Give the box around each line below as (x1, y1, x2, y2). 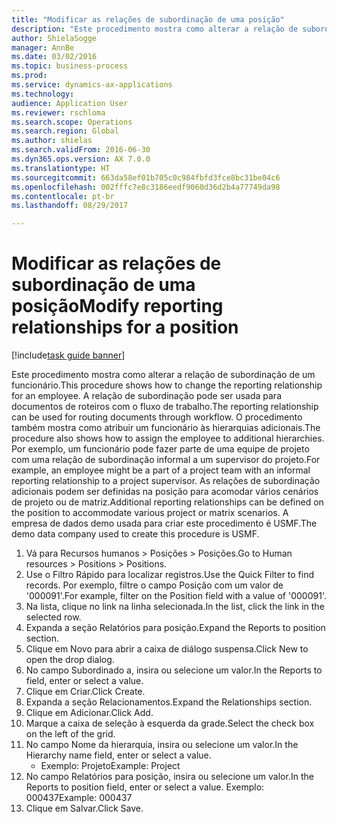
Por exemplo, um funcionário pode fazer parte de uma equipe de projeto (11, 443, 310, 455)
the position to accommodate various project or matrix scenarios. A (11, 507, 289, 519)
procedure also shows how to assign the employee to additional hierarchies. (11, 432, 325, 445)
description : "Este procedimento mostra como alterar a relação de (11, 24, 299, 34)
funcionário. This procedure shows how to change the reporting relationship (11, 379, 323, 391)
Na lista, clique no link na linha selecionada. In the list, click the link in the (25, 601, 325, 613)
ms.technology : (11, 89, 75, 99)
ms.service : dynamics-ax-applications (11, 80, 173, 90)
